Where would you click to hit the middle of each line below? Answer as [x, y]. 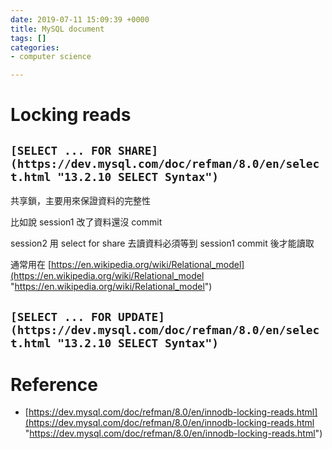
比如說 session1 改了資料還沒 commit [86, 222]
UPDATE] [141, 316]
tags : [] [28, 38]
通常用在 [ [31, 265]
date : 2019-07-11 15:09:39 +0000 [80, 19]
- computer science [51, 57]
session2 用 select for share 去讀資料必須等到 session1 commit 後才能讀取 [162, 243]
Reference [54, 384]
